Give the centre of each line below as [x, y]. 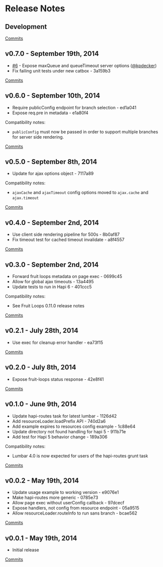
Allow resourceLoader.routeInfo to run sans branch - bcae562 [75, 513]
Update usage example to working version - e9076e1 [65, 493]
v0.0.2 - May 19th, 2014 [42, 481]
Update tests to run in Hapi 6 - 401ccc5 [52, 287]
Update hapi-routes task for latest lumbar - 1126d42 [64, 416]
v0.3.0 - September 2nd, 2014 [52, 264]
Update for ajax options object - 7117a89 [53, 173]
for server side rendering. [38, 137]
